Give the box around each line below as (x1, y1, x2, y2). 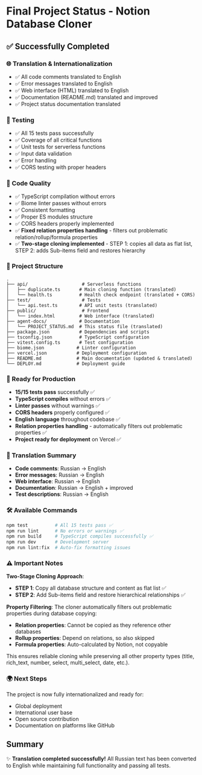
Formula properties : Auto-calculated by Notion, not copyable (14, 641, 168, 648)
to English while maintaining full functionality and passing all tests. (6, 762, 171, 770)
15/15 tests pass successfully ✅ (14, 389, 95, 396)
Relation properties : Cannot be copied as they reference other (14, 622, 171, 629)
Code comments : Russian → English (14, 465, 107, 472)
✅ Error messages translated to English (14, 80, 113, 87)
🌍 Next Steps (6, 674, 47, 683)
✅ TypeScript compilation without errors (14, 193, 116, 200)
